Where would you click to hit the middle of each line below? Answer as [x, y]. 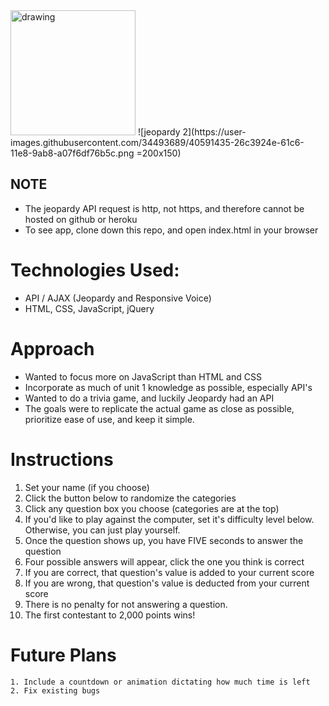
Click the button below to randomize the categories [130, 498]
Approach [52, 348]
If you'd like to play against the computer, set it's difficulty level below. [169, 519]
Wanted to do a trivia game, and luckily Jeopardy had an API [149, 398]
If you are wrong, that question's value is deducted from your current [167, 583]
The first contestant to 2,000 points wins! [110, 615]
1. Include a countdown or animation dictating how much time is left [160, 682]
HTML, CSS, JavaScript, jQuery [89, 308]
